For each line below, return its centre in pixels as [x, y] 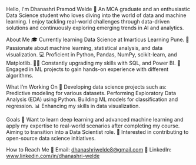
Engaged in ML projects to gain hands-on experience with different [87, 69]
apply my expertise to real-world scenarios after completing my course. [93, 126]
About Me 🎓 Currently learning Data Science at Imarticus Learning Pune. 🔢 [98, 39]
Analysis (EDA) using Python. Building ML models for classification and [92, 99]
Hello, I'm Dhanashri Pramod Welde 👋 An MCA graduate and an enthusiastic [98, 9]
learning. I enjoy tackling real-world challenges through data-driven [88, 21]
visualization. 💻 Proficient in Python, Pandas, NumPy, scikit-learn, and [92, 55]
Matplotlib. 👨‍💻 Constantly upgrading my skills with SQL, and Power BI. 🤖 [93, 63]
